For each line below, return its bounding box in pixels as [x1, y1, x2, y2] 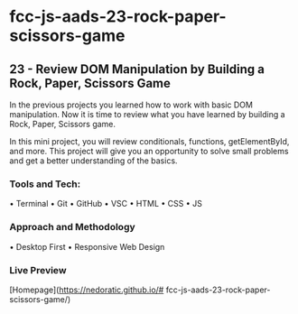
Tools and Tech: [9, 178, 81, 190]
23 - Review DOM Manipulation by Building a [9, 61, 265, 77]
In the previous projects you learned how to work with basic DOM [9, 99, 253, 110]
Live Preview [9, 263, 67, 276]
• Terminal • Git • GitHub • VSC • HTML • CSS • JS [9, 199, 203, 209]
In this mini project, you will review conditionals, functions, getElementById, [9, 136, 290, 146]
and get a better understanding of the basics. [9, 155, 178, 166]
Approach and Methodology [9, 221, 135, 234]
